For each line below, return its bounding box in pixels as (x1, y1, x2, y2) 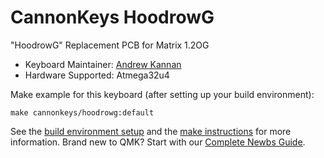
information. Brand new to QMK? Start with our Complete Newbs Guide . (10, 136, 306, 148)
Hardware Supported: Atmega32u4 (24, 69, 170, 81)
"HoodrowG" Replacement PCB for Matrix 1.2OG (10, 39, 210, 51)
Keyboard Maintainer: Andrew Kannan (24, 58, 182, 70)
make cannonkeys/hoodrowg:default (10, 107, 155, 118)
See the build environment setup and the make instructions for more (10, 125, 292, 137)
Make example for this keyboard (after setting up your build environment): (10, 88, 315, 100)
